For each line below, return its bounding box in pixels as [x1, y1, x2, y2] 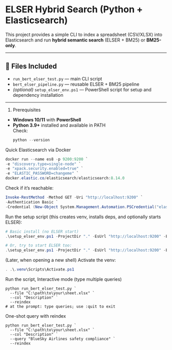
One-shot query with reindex [5, 313, 67, 319]
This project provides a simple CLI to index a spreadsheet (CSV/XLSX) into [5, 31, 163, 37]
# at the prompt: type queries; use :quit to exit [5, 304, 116, 309]
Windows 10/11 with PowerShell [12, 116, 81, 122]
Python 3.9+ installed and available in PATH [12, 122, 106, 128]
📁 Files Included [5, 62, 57, 71]
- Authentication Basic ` [5, 199, 58, 204]
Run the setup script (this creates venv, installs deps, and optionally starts [5, 214, 161, 220]
